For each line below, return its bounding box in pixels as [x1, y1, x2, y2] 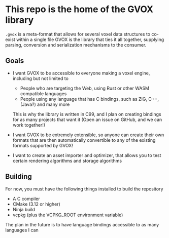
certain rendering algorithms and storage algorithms [12, 157, 122, 164]
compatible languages [20, 90, 67, 97]
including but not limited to [12, 75, 69, 82]
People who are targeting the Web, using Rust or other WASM [20, 85, 150, 91]
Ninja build [12, 206, 36, 212]
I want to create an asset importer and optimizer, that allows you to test [12, 152, 161, 158]
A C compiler [12, 195, 40, 202]
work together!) [12, 122, 46, 128]
